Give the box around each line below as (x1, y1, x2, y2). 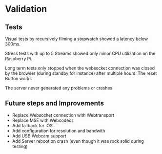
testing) (12, 143, 28, 149)
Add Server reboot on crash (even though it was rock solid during (12, 138, 144, 144)
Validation (5, 3, 47, 15)
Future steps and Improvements (5, 99, 104, 108)
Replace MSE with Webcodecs (12, 117, 74, 123)
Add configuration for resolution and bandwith (12, 128, 105, 133)
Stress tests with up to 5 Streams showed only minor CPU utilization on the (5, 50, 156, 56)
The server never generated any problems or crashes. (5, 85, 114, 91)
